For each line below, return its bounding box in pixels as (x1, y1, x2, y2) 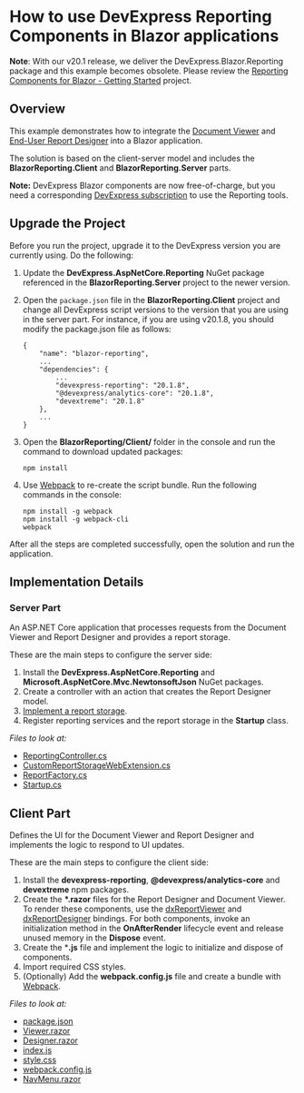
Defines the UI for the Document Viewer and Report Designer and (9, 830, 255, 841)
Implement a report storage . (22, 705, 128, 716)
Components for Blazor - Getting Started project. (9, 74, 192, 85)
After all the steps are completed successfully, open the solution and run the (9, 538, 295, 549)
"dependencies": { (39, 365, 109, 374)
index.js (22, 1045, 53, 1056)
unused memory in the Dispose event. (22, 932, 166, 943)
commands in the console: (22, 488, 123, 500)
